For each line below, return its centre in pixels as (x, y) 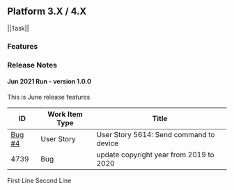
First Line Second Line (39, 180)
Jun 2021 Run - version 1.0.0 (49, 81)
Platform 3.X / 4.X (47, 11)
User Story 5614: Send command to (156, 134)
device (108, 143)
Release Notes (32, 65)
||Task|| (18, 28)
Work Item (65, 114)
